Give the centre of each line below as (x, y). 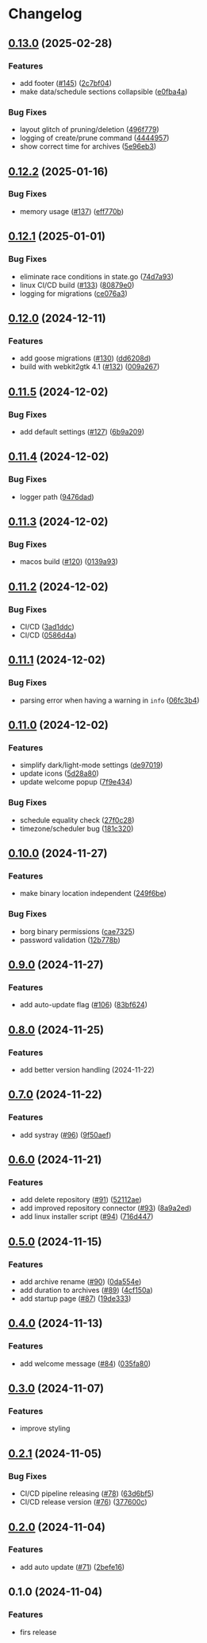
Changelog (45, 14)
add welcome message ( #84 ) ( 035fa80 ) (85, 1363)
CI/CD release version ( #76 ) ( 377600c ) (84, 1502)
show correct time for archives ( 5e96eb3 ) (88, 146)
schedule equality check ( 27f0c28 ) (77, 820)
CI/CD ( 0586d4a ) (48, 635)
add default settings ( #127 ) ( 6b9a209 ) (82, 431)
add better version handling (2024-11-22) (87, 1070)
